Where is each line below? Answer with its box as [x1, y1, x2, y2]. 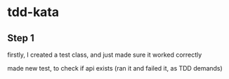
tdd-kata [7, 4, 60, 20]
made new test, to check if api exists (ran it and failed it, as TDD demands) [7, 64, 223, 72]
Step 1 [7, 32, 35, 44]
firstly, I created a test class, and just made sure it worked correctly [7, 50, 202, 59]
